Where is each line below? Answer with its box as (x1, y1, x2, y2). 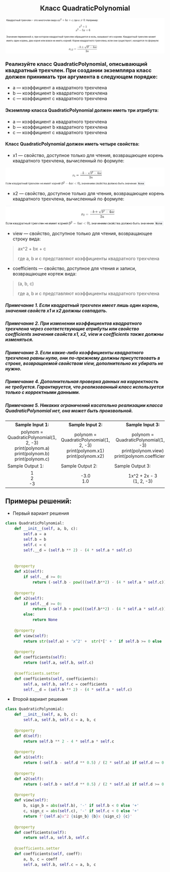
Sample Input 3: (125, 422, 160, 428)
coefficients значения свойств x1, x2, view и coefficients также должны (5, 331, 164, 337)
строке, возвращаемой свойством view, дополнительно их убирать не (5, 360, 163, 366)
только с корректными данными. (5, 389, 80, 395)
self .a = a (23, 532, 47, 537)
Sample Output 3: (114, 462, 151, 469)
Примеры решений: (5, 497, 72, 506)
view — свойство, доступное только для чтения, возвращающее (12, 231, 153, 237)
